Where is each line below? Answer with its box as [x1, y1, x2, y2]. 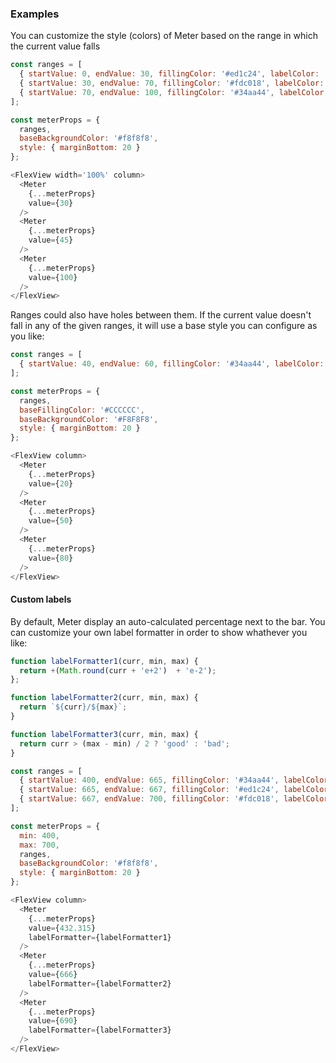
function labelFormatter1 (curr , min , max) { [10, 656, 199, 666]
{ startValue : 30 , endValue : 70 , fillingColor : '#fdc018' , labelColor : [19, 78, 325, 89]
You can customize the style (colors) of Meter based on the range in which [10, 30, 318, 42]
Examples [10, 7, 60, 21]
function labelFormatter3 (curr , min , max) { [10, 729, 199, 739]
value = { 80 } [28, 553, 74, 563]
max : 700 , [19, 840, 60, 850]
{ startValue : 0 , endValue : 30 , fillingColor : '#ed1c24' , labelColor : [19, 69, 320, 79]
